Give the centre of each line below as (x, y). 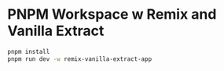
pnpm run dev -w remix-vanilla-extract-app (80, 59)
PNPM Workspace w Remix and (112, 14)
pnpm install (29, 51)
